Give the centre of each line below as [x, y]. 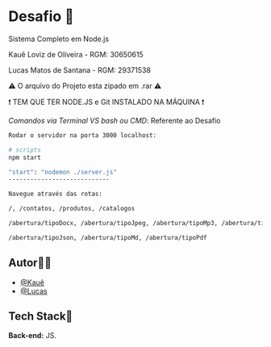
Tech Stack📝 [41, 317]
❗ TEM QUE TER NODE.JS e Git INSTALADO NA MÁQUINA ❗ [106, 102]
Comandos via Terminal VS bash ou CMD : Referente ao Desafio [115, 120]
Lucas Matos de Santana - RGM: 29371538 [80, 70]
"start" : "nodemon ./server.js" [63, 172]
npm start [25, 157]
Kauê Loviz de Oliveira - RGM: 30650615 [76, 54]
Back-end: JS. [33, 336]
